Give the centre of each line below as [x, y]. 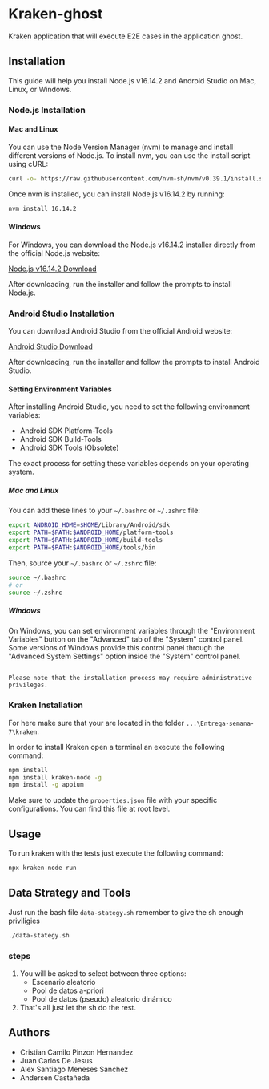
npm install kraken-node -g [55, 777]
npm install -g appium [46, 785]
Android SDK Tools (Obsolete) [69, 448]
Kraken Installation [46, 705]
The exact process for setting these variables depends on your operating [129, 464]
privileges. [28, 685]
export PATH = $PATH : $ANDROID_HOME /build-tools [85, 540]
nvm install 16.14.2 [43, 208]
